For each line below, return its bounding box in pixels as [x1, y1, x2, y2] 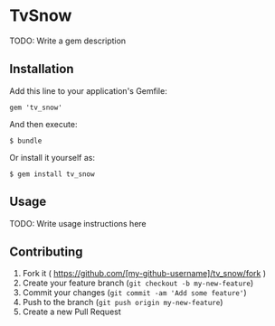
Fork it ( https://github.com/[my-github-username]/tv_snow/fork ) [22, 268, 267, 279]
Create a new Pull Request [22, 306, 122, 317]
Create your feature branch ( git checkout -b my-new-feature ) [22, 277, 254, 289]
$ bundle [9, 136, 43, 145]
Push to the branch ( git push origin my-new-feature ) [22, 297, 223, 308]
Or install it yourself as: [9, 152, 95, 163]
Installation [9, 61, 74, 77]
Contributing [9, 244, 83, 259]
